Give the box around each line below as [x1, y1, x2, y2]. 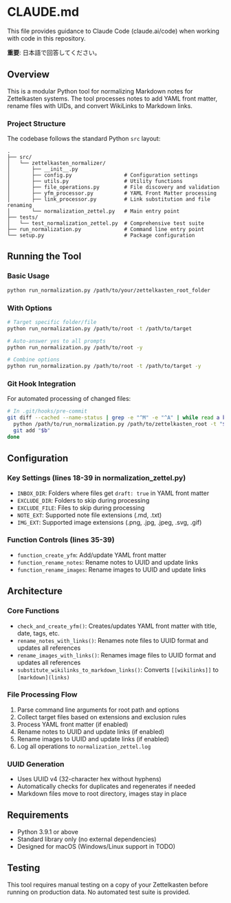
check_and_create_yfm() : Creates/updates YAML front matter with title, [16, 622, 217, 630]
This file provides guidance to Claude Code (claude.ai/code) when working [7, 27, 220, 35]
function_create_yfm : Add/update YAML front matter [16, 551, 167, 559]
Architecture [7, 585, 63, 597]
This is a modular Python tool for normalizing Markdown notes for [7, 87, 193, 95]
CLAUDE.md [7, 4, 80, 20]
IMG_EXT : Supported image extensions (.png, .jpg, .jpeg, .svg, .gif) [16, 518, 202, 526]
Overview [7, 69, 50, 80]
